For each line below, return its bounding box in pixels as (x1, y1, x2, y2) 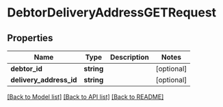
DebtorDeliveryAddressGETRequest (7, 5, 217, 21)
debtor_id (10, 64, 43, 73)
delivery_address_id (10, 75, 77, 84)
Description (110, 53, 149, 62)
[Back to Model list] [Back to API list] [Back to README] (7, 93, 164, 101)
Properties (7, 32, 53, 44)
